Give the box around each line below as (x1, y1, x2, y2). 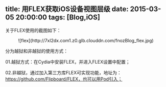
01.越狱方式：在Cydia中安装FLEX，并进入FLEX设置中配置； (5, 59, 130, 65)
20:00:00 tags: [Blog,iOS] (15, 13, 101, 22)
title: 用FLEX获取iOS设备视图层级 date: (5, 5, 129, 14)
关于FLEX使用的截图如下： (5, 27, 61, 33)
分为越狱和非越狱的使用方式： (5, 48, 68, 54)
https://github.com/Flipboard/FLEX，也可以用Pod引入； (5, 76, 123, 82)
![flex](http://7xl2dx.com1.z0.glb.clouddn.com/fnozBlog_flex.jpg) (17, 37, 154, 43)
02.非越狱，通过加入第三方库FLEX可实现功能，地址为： (5, 69, 122, 75)
